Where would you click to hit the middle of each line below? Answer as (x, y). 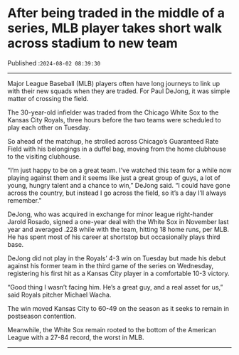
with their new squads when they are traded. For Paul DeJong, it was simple (119, 91)
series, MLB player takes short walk (115, 28)
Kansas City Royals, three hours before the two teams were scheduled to (115, 120)
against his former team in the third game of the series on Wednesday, (111, 265)
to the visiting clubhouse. (44, 156)
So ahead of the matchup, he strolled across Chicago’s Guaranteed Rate (113, 141)
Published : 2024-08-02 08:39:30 (54, 63)
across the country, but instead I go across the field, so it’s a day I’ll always (117, 193)
